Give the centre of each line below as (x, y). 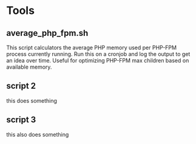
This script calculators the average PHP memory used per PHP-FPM (92, 47)
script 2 (21, 86)
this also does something (38, 134)
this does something (32, 100)
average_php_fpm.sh (47, 33)
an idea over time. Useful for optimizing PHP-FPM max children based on (98, 60)
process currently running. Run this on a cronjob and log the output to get (98, 54)
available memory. (29, 67)
